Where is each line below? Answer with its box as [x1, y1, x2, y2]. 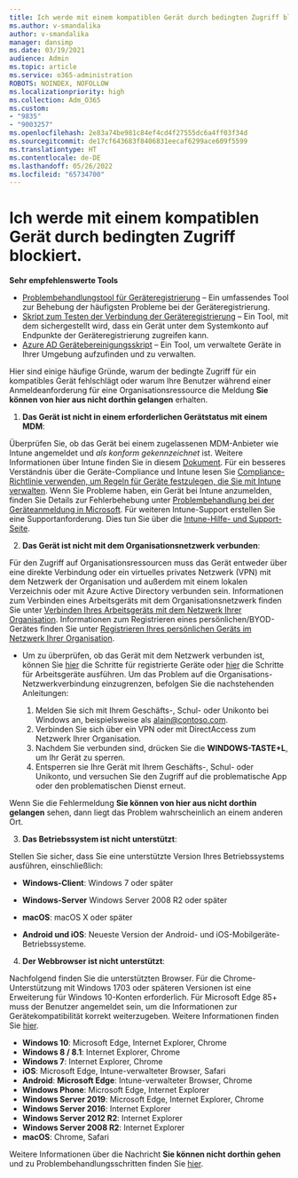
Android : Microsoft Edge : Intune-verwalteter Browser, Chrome [21, 1075, 253, 1086]
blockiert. [9, 246, 82, 266]
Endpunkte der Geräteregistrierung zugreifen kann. [21, 330, 209, 341]
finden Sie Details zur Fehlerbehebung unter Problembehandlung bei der [9, 494, 275, 506]
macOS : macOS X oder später [21, 912, 133, 923]
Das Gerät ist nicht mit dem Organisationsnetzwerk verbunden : [21, 541, 261, 551]
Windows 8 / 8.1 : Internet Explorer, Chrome [21, 1047, 180, 1057]
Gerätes [9, 623, 38, 635]
